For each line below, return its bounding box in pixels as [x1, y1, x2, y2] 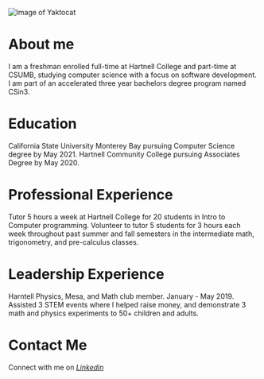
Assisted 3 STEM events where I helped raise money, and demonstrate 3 [8, 300, 247, 309]
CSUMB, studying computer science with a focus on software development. [8, 70, 257, 79]
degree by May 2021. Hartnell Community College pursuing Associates [8, 149, 240, 159]
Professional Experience [8, 186, 173, 204]
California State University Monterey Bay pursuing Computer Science [8, 141, 235, 150]
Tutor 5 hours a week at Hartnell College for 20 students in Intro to [8, 211, 226, 222]
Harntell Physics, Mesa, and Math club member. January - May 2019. [8, 291, 235, 301]
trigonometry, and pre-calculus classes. [8, 237, 139, 246]
